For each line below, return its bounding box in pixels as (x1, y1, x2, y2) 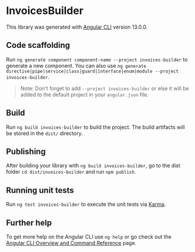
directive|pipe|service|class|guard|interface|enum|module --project (6, 68, 179, 74)
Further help (6, 218, 53, 227)
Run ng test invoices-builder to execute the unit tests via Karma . (6, 201, 166, 208)
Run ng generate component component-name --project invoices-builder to (6, 56, 188, 63)
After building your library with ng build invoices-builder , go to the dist (6, 162, 181, 169)
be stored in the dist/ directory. (6, 130, 83, 137)
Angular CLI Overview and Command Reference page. (6, 240, 137, 246)
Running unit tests (6, 185, 74, 195)
